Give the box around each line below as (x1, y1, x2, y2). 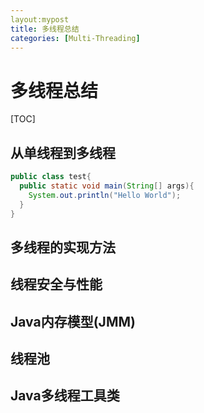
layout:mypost (10, 14, 70, 25)
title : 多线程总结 (10, 24, 80, 34)
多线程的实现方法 (10, 239, 116, 256)
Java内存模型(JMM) (10, 313, 136, 330)
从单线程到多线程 (10, 144, 116, 161)
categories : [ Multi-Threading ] (10, 33, 141, 43)
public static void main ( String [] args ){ (19, 181, 195, 191)
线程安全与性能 (10, 276, 103, 293)
